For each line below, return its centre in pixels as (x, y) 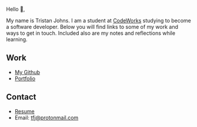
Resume (24, 111)
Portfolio (25, 78)
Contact (21, 97)
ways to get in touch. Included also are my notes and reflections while (91, 33)
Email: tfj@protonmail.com (46, 118)
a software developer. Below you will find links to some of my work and (92, 27)
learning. (17, 39)
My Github (27, 72)
